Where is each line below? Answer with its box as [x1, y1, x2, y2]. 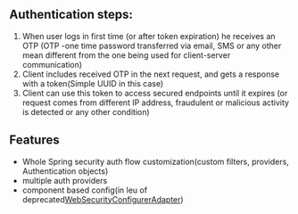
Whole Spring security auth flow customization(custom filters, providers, [21, 156, 290, 167]
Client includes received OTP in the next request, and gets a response [21, 69, 279, 79]
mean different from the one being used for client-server [21, 49, 231, 61]
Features [9, 133, 60, 148]
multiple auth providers [21, 175, 108, 185]
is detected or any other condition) [21, 106, 150, 117]
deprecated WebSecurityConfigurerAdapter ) [21, 193, 185, 204]
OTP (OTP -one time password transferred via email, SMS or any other [21, 40, 282, 51]
